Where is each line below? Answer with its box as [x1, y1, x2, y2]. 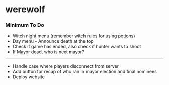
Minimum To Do [5, 22, 44, 29]
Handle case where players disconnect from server [12, 63, 119, 69]
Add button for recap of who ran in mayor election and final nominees [12, 69, 157, 75]
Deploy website [12, 74, 45, 80]
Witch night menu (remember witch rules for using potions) [12, 33, 135, 39]
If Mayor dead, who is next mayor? [12, 49, 84, 55]
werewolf [5, 4, 45, 15]
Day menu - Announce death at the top [12, 38, 94, 44]
